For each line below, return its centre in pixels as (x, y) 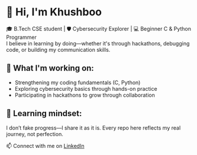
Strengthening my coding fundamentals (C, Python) (77, 83)
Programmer (22, 37)
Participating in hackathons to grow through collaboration (85, 95)
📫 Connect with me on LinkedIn (45, 146)
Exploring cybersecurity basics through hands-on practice (86, 88)
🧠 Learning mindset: (44, 113)
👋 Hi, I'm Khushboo (54, 12)
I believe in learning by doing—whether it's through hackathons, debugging (98, 43)
